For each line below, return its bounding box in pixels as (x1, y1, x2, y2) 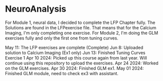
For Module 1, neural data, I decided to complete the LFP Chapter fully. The (5, 20, 156, 25)
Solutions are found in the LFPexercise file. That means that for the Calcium (5, 24, 157, 30)
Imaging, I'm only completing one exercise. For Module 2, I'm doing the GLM (5, 30, 158, 36)
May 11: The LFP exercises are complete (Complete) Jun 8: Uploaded (5, 44, 144, 50)
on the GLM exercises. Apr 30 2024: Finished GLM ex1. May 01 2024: (5, 65, 144, 71)
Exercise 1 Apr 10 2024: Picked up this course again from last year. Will (5, 55, 147, 61)
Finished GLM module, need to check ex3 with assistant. (5, 70, 119, 76)
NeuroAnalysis (5, 3, 67, 15)
